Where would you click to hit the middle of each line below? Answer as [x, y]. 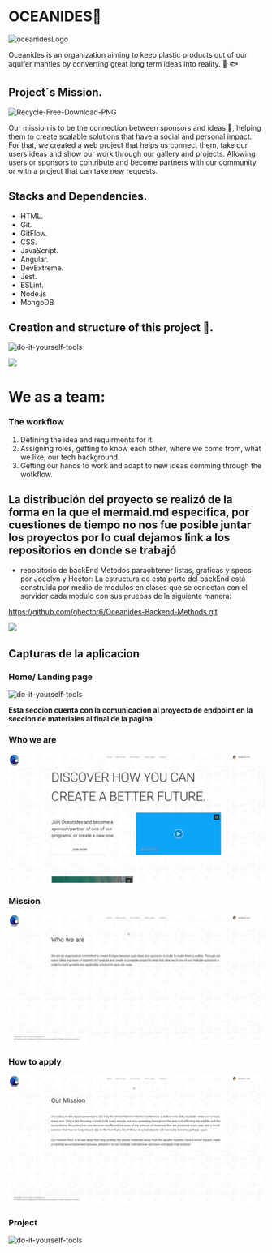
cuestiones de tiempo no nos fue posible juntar [130, 525]
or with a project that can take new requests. [83, 170]
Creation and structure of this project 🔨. [111, 327]
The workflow [37, 422]
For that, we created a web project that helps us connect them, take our [128, 144]
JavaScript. [39, 250]
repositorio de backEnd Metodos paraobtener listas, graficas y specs [136, 570]
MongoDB [37, 302]
